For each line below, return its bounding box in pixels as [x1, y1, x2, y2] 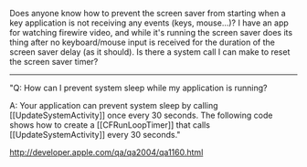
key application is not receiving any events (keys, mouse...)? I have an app [9, 17, 290, 28]
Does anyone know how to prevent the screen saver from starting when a [9, 8, 286, 18]
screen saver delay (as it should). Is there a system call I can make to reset [9, 47, 291, 57]
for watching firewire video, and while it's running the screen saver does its [9, 27, 293, 37]
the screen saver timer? [9, 57, 99, 67]
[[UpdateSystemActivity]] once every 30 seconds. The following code [9, 110, 273, 120]
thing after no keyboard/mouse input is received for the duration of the [9, 37, 276, 47]
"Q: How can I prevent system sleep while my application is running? [9, 82, 268, 93]
